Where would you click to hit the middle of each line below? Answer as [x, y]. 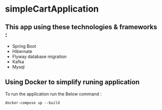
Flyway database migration [39, 56]
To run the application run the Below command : [53, 94]
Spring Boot [24, 46]
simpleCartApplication [52, 9]
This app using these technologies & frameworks [81, 27]
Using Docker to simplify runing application [72, 82]
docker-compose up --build [32, 103]
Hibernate [22, 51]
